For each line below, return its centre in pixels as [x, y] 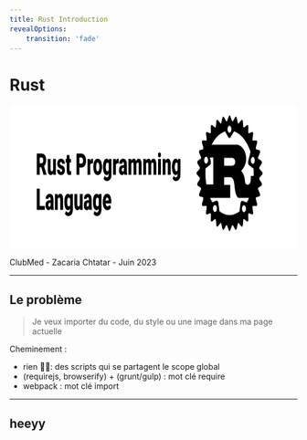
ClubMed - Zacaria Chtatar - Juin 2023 [83, 262]
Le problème [46, 300]
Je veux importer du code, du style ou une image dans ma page [152, 322]
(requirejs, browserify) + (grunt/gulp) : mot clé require [124, 377]
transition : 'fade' [63, 38]
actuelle [47, 331]
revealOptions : [38, 29]
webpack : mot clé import [71, 386]
